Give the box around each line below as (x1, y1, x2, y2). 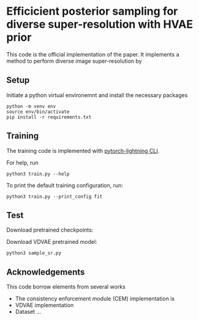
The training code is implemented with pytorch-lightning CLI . (6, 147, 160, 154)
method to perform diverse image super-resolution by (6, 57, 142, 64)
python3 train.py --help (6, 171, 70, 177)
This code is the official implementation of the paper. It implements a (6, 50, 179, 58)
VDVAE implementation (15, 302, 74, 309)
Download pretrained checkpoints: (6, 226, 94, 234)
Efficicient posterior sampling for (6, 4, 178, 18)
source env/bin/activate (6, 109, 70, 115)
